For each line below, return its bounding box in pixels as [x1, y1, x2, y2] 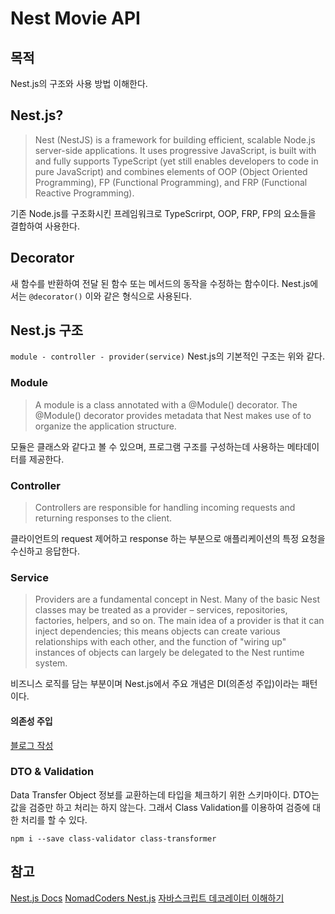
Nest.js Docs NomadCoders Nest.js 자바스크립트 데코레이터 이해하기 [10, 892, 285, 904]
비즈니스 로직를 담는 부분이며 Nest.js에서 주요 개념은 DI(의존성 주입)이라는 [10, 678, 300, 690]
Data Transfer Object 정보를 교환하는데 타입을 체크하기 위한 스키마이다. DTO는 [10, 788, 320, 801]
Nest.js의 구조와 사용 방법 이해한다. [10, 78, 148, 89]
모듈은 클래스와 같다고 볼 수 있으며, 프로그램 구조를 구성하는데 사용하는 [10, 440, 285, 452]
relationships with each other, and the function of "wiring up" [34, 636, 287, 648]
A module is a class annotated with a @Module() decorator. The [34, 398, 298, 411]
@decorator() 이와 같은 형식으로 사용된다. [28, 290, 192, 302]
